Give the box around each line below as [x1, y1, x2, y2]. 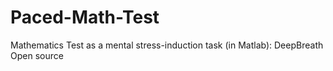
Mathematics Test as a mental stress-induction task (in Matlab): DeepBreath [10, 39, 324, 51]
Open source [10, 49, 64, 61]
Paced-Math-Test [10, 6, 160, 29]
